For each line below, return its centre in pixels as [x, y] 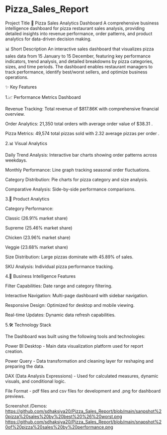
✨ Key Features [21, 87]
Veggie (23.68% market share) [37, 247]
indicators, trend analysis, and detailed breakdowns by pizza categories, [79, 61]
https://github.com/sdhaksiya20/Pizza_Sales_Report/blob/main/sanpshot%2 [83, 411]
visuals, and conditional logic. [36, 381]
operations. [17, 77]
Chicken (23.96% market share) [38, 237]
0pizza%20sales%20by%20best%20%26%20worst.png [64, 416]
